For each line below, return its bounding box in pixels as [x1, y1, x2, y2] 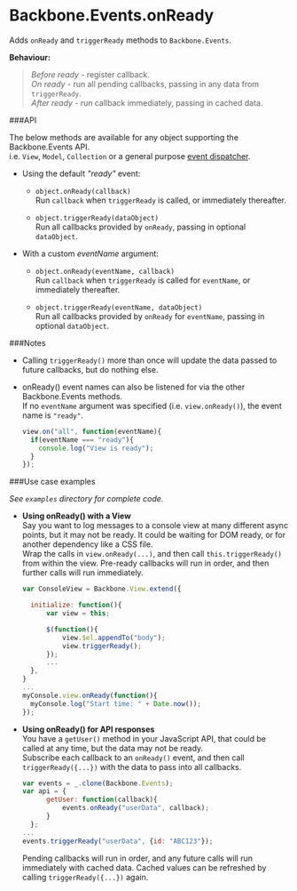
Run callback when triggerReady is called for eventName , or [35, 275, 251, 285]
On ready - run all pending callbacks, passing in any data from [30, 78, 260, 89]
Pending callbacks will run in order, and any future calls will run [21, 853, 253, 863]
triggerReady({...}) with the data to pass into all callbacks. [21, 761, 242, 772]
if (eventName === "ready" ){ [30, 435, 135, 445]
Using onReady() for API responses [21, 724, 155, 734]
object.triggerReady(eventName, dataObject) [35, 303, 203, 312]
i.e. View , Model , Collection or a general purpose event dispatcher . [9, 150, 251, 161]
